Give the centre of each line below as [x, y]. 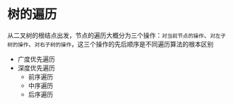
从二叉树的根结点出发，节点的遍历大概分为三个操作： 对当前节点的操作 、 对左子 [116, 35]
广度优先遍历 [36, 59]
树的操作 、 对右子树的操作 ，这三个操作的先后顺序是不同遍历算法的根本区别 [110, 44]
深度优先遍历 [36, 68]
